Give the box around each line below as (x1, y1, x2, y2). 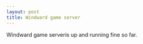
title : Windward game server (6, 14, 81, 20)
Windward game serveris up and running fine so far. (6, 31, 137, 38)
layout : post (6, 8, 40, 15)
